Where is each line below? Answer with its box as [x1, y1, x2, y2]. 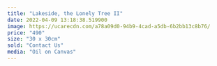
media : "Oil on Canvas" [7, 49, 77, 56]
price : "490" [7, 29, 45, 36]
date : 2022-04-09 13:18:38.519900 [7, 16, 108, 23]
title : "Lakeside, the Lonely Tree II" [7, 10, 124, 17]
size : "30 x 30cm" [7, 36, 61, 43]
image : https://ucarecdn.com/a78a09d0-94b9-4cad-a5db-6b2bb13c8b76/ [7, 23, 211, 30]
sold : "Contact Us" [7, 42, 64, 49]
